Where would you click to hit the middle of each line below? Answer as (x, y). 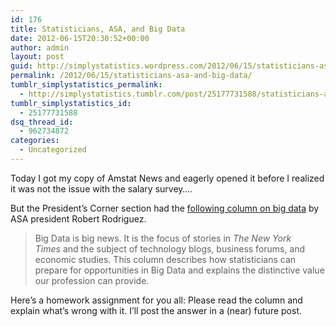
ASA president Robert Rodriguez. (78, 218)
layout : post (37, 57)
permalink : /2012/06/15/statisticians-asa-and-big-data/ (131, 76)
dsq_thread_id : (42, 122)
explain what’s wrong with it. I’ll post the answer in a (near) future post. (156, 310)
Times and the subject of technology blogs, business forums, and (170, 248)
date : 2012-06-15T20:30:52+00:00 (80, 38)
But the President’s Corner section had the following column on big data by (165, 208)
